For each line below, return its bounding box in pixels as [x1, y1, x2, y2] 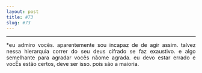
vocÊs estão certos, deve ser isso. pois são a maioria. [6, 61, 139, 68]
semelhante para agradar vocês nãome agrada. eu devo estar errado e [6, 54, 196, 61]
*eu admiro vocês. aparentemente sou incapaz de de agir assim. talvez [6, 42, 196, 49]
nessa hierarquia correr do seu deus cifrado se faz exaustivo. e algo [6, 48, 196, 55]
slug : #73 [6, 20, 31, 26]
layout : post [6, 8, 39, 15]
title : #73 [6, 14, 34, 20]
